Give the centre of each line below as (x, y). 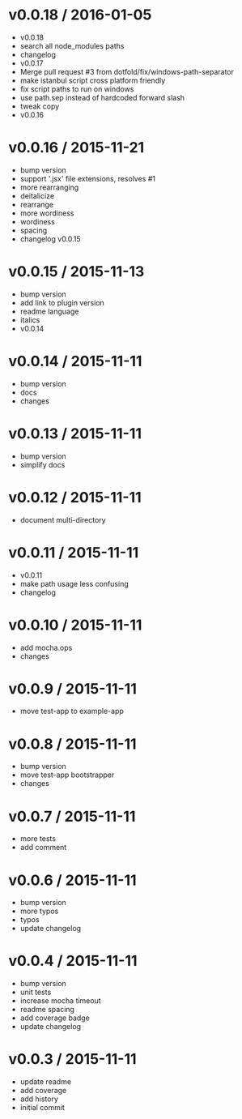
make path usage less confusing (74, 583)
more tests (38, 839)
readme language (49, 311)
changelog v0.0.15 (50, 239)
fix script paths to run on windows (77, 89)
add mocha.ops (46, 647)
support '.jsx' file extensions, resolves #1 (88, 178)
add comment (43, 848)
